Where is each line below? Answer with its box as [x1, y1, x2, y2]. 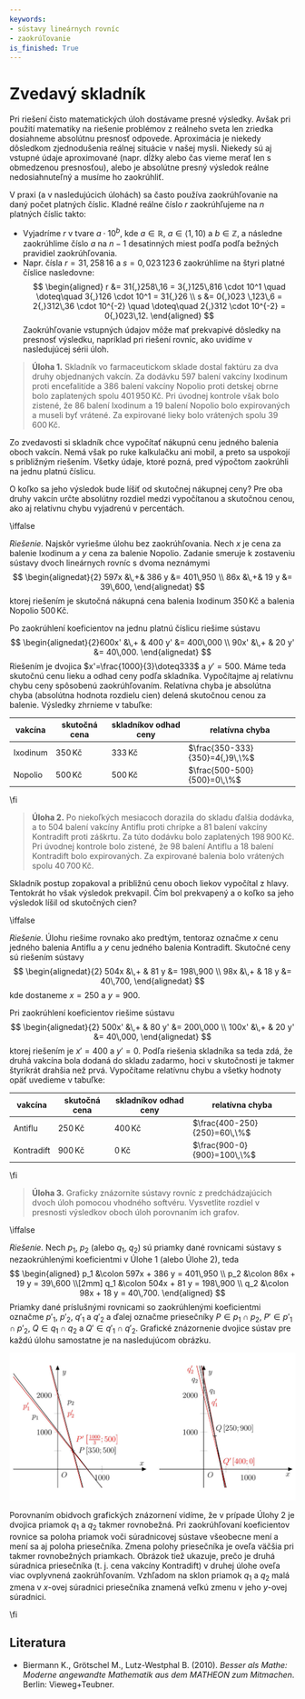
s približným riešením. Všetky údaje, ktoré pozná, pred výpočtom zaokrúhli [9, 455, 289, 467]
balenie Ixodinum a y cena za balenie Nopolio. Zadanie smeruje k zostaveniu [9, 547, 296, 558]
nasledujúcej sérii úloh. [22, 344, 109, 355]
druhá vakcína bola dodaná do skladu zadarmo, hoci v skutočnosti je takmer [9, 1055, 295, 1066]
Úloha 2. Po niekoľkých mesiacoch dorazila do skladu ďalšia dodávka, [31, 812, 295, 823]
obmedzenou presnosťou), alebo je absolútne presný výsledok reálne [9, 162, 270, 173]
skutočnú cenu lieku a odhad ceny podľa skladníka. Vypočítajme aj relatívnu [9, 670, 293, 681]
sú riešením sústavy [9, 952, 84, 963]
